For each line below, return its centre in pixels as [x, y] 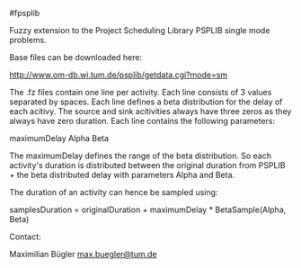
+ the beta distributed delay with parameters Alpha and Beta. [122, 175]
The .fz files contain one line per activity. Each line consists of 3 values [141, 92]
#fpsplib [25, 13]
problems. [28, 40]
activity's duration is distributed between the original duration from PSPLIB [147, 165]
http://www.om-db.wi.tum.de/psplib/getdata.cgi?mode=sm [119, 75]
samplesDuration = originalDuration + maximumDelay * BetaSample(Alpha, [148, 210]
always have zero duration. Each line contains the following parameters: [142, 121]
